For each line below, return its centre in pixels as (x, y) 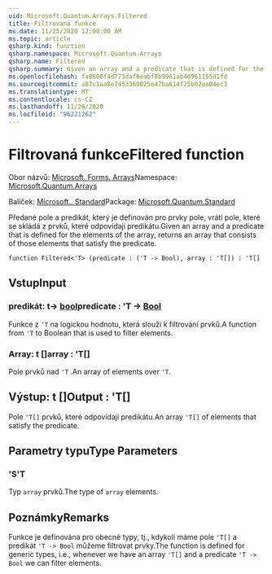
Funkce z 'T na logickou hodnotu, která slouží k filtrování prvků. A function (132, 324)
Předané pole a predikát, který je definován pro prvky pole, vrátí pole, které (134, 217)
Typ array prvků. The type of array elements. (83, 492)
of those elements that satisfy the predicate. (83, 243)
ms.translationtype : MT (49, 92)
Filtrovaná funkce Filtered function (126, 155)
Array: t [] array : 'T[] (49, 353)
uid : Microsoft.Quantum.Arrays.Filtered (78, 16)
